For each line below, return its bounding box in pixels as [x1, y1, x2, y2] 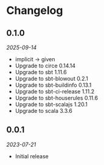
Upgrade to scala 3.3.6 [15, 107, 73, 114]
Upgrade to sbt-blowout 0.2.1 [15, 75, 88, 82]
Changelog [6, 4, 63, 18]
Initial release [15, 152, 49, 160]
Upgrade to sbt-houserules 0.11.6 [15, 95, 99, 101]
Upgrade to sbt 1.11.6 [15, 69, 67, 76]
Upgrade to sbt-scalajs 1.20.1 [15, 101, 88, 108]
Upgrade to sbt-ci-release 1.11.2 [15, 88, 95, 95]
